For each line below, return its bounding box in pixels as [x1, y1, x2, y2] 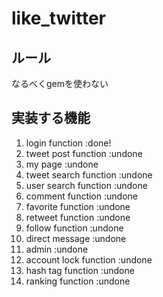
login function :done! [25, 137, 112, 149]
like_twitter [11, 7, 107, 30]
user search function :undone [25, 179, 148, 191]
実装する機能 [11, 110, 91, 127]
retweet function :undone [25, 211, 131, 223]
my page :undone [25, 158, 99, 170]
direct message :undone [25, 232, 127, 244]
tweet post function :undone [25, 147, 143, 159]
